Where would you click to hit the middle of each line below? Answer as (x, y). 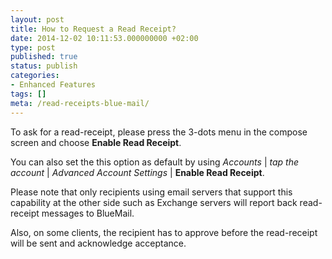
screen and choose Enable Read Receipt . (96, 142)
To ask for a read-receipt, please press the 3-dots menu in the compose (159, 132)
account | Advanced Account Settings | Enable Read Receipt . (137, 172)
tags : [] (28, 94)
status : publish (44, 66)
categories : (35, 76)
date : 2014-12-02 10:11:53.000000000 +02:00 (104, 38)
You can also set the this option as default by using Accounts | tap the (154, 162)
